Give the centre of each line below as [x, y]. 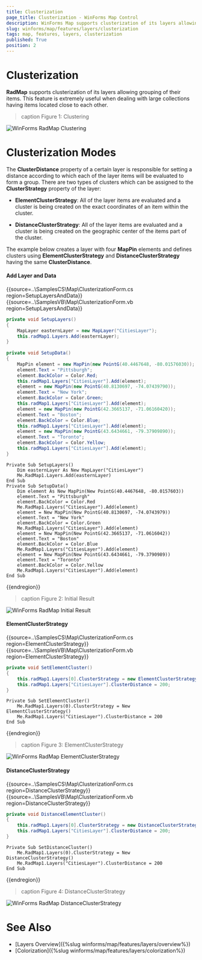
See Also [29, 928]
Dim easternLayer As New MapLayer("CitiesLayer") [81, 470]
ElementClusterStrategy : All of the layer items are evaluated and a [98, 200]
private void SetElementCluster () [50, 668]
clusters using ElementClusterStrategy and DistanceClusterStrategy [93, 255]
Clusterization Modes [61, 153]
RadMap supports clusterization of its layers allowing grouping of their [93, 92]
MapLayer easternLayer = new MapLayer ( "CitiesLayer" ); [87, 330]
